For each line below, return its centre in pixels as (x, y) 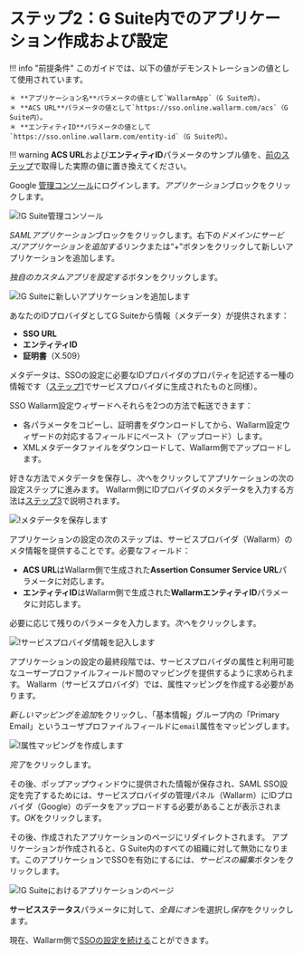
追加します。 (96, 257)
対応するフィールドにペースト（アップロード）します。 (165, 436)
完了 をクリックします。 (53, 764)
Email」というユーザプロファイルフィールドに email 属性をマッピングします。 (152, 726)
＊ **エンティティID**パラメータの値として (80, 127)
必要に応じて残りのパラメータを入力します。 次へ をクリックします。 (135, 622)
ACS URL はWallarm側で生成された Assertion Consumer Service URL (151, 569)
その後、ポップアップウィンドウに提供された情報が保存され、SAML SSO (145, 784)
